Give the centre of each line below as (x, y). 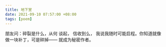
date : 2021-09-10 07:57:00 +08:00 (41, 14)
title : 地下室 (19, 10)
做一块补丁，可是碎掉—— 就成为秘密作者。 (49, 40)
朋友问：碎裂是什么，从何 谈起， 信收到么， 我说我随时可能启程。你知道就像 (83, 34)
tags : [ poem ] (19, 19)
